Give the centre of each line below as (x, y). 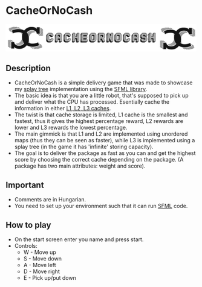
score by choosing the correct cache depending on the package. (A (99, 160)
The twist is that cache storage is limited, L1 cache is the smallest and (101, 115)
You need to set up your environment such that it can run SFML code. (101, 206)
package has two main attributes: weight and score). (80, 166)
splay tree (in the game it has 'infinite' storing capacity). (84, 147)
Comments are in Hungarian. (50, 200)
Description (28, 68)
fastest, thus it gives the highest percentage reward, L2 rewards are (99, 121)
